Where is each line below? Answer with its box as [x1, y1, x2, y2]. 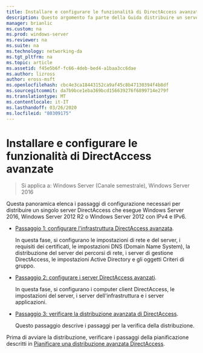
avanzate [6, 162, 54, 176]
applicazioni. [14, 299, 47, 306]
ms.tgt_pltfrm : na [6, 54, 53, 60]
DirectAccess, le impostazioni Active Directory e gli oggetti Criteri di [14, 256, 184, 263]
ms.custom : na [6, 25, 42, 32]
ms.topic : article [6, 59, 53, 65]
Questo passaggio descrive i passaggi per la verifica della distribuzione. [14, 322, 195, 329]
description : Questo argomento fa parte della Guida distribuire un [6, 15, 182, 21]
